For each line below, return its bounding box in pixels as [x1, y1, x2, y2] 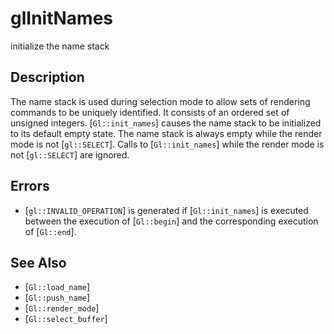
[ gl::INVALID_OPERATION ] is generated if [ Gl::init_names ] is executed [24, 204, 309, 216]
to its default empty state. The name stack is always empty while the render [10, 127, 323, 139]
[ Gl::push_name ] [24, 292, 91, 304]
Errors [10, 178, 50, 195]
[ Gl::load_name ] [24, 281, 91, 293]
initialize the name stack [10, 40, 110, 52]
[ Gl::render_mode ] [24, 302, 100, 314]
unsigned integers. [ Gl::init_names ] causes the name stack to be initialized [10, 117, 322, 129]
